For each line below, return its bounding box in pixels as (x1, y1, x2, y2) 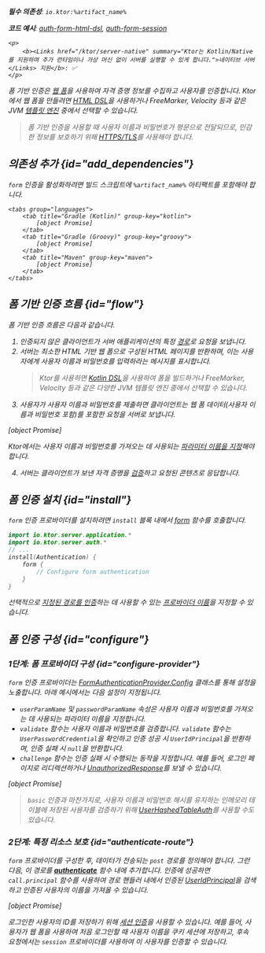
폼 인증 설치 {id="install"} (8, 493, 132, 507)
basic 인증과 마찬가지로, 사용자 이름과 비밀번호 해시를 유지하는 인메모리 (27, 796, 247, 805)
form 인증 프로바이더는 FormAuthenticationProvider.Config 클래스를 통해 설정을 (8, 678, 256, 687)
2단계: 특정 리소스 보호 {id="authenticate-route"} (8, 837, 194, 848)
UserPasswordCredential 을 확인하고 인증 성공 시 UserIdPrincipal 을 (19, 734, 230, 744)
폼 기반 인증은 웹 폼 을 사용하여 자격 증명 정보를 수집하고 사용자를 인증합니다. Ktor (8, 86, 256, 95)
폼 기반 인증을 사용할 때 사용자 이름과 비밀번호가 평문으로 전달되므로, (27, 123, 237, 131)
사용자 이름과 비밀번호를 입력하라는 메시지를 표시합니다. (40, 356, 212, 366)
